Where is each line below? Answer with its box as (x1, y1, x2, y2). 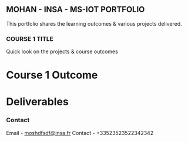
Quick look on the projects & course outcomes (6, 48, 119, 55)
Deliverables (6, 95, 69, 109)
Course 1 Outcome (6, 68, 98, 82)
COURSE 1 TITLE (6, 34, 54, 43)
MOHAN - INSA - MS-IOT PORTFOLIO (6, 5, 145, 15)
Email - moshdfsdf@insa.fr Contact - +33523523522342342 (6, 129, 154, 136)
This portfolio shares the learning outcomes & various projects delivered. (6, 20, 182, 27)
